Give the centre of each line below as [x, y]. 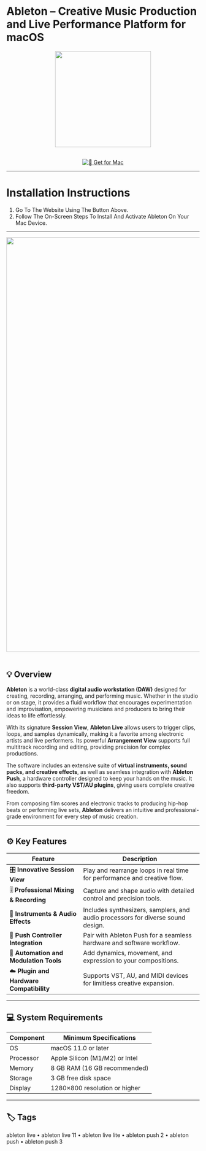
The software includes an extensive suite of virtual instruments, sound [97, 765]
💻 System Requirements [55, 1017]
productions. [22, 753]
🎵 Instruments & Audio [43, 913]
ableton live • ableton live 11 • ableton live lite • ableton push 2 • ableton [97, 1135]
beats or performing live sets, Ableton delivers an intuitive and [85, 810]
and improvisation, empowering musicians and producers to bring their [96, 709]
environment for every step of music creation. [80, 816]
